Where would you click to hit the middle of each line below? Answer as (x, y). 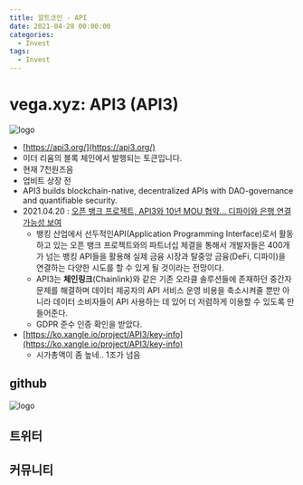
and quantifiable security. (70, 200)
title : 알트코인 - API (48, 18)
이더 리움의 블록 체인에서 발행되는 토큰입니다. (102, 157)
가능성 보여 (42, 222)
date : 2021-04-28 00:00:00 (60, 26)
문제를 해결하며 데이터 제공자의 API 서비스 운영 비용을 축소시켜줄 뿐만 (158, 290)
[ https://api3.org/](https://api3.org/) (89, 147)
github (28, 384)
